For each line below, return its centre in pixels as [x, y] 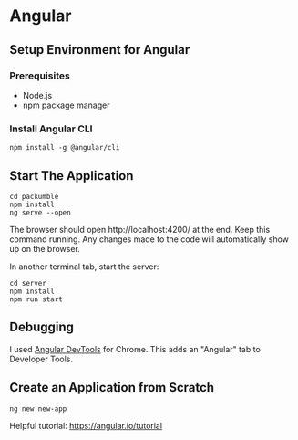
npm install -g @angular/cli [65, 148]
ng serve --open [40, 212]
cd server [28, 283]
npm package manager [66, 105]
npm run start [36, 299]
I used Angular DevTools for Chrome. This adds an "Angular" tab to [135, 349]
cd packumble [34, 196]
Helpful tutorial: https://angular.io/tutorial [86, 425]
